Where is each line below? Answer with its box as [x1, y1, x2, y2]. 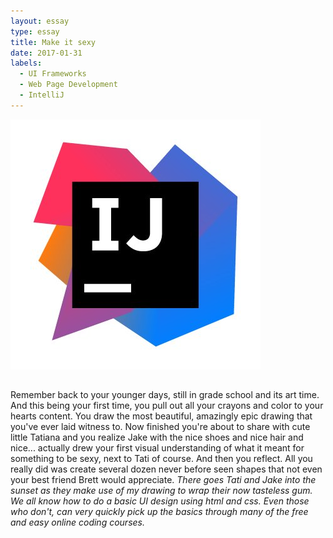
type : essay [10, 26, 60, 37]
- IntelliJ [19, 90, 65, 100]
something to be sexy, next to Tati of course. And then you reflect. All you [10, 453, 313, 465]
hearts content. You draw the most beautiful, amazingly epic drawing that [10, 410, 313, 422]
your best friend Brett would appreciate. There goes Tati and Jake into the [10, 474, 317, 486]
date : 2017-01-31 [10, 48, 83, 58]
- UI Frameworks [19, 69, 87, 79]
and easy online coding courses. [10, 516, 145, 529]
